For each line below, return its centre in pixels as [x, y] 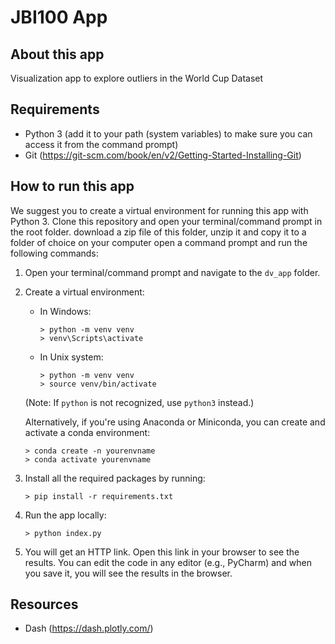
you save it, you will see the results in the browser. [128, 573]
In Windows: [65, 311]
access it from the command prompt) [101, 144]
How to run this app [72, 186]
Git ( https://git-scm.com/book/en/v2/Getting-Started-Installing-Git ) [163, 155]
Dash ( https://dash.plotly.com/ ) [89, 628]
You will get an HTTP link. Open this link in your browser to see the [162, 552]
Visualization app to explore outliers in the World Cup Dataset [137, 78]
